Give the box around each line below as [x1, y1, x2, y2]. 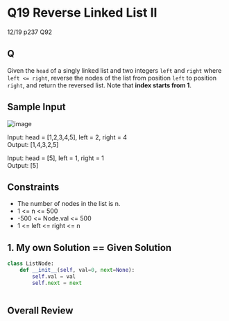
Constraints [7, 181, 60, 193]
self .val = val [32, 272, 76, 280]
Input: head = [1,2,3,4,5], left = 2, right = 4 [7, 133, 127, 141]
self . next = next [32, 279, 82, 286]
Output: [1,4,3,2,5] [7, 140, 59, 148]
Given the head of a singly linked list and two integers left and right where [7, 66, 222, 74]
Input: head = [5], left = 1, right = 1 [7, 154, 104, 162]
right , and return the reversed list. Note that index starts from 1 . [7, 81, 192, 89]
